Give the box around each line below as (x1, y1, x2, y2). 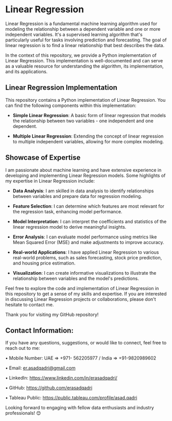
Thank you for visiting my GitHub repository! (5, 311, 99, 318)
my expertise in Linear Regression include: (5, 178, 95, 184)
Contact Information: (5, 326, 74, 335)
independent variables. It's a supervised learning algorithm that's (5, 31, 143, 37)
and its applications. (5, 68, 48, 75)
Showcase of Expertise (5, 153, 81, 162)
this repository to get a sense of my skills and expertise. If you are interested (5, 291, 167, 297)
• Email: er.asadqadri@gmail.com (5, 365, 76, 371)
